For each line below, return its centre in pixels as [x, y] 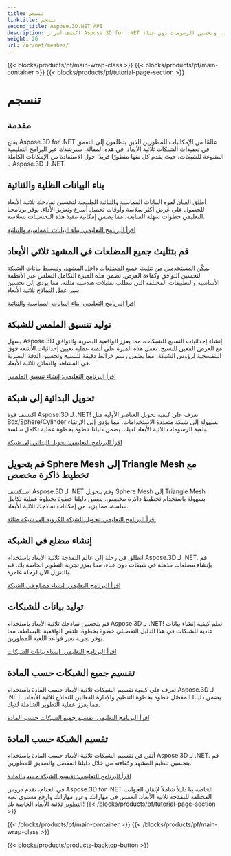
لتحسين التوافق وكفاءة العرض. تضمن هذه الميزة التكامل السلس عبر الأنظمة [104, 275]
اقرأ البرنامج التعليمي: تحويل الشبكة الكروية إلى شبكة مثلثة [81, 519]
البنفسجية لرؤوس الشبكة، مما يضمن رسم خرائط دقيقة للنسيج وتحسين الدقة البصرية [114, 356]
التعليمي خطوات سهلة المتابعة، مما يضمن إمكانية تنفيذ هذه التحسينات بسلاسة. [106, 216]
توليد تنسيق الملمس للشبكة [59, 325]
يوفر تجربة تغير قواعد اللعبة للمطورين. [56, 638]
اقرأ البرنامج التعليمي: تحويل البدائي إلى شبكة [65, 442]
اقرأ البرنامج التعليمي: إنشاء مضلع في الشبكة [64, 585]
